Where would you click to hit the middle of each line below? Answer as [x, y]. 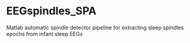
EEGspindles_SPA [51, 11]
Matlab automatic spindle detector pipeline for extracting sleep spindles [95, 27]
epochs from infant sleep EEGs [44, 33]
